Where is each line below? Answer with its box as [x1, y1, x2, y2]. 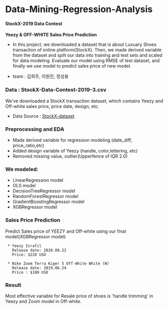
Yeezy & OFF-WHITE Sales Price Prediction [5, 32, 97, 38]
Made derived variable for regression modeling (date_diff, [12, 137, 132, 143]
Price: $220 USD [12, 252, 46, 257]
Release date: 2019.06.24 [12, 265, 67, 271]
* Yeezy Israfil [7, 243, 42, 248]
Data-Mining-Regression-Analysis [5, 4, 153, 15]
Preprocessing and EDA [5, 125, 65, 132]
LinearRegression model [12, 177, 64, 183]
